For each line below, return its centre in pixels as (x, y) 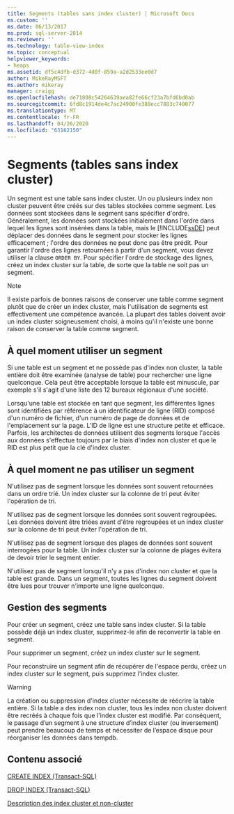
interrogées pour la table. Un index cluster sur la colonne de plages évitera (114, 550)
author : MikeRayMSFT (37, 78)
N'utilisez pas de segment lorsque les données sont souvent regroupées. (112, 514)
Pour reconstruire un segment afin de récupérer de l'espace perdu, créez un (117, 666)
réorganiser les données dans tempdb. (63, 737)
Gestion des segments (57, 608)
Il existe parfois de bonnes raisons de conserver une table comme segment (116, 299)
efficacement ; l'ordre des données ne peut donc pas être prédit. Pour (108, 243)
